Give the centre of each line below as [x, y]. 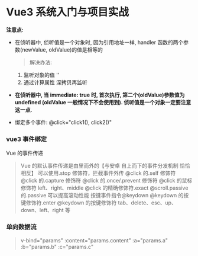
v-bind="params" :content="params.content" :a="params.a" [94, 240]
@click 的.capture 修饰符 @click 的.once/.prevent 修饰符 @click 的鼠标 [106, 181]
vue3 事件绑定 [27, 139]
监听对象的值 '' [41, 75]
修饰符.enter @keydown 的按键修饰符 [71, 203]
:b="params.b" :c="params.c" [57, 247]
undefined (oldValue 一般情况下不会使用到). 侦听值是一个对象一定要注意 [103, 102]
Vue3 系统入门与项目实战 [67, 12]
